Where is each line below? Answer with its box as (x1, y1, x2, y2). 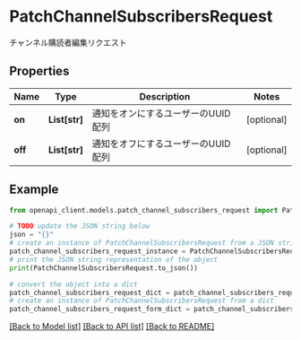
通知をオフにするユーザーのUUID (91, 137, 231, 150)
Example (9, 182, 59, 197)
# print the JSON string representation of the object (9, 255, 219, 264)
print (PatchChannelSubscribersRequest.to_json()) (9, 263, 199, 273)
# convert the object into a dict (9, 280, 139, 289)
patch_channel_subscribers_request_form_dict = (9, 305, 191, 314)
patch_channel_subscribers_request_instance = (9, 247, 186, 257)
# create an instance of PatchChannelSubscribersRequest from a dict (9, 296, 275, 306)
